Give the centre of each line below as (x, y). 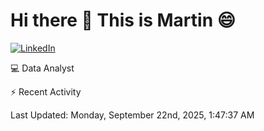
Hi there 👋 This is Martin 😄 (123, 20)
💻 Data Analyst (42, 68)
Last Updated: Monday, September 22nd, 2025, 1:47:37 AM (132, 115)
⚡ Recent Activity (46, 91)
